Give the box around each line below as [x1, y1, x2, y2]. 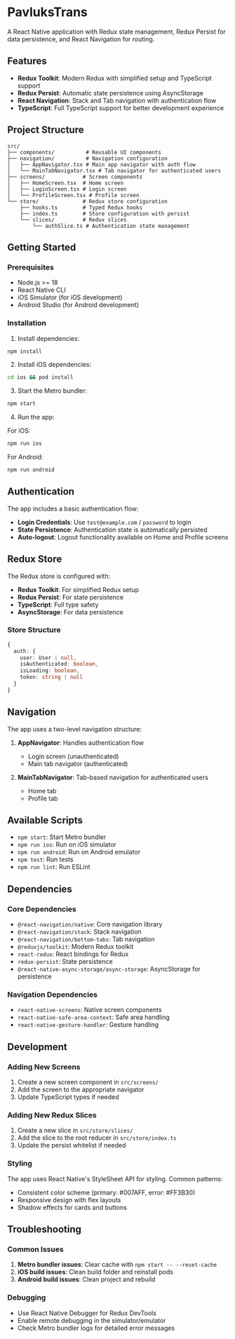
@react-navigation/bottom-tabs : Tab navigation [17, 935, 156, 943]
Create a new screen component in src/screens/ [17, 1078, 159, 1086]
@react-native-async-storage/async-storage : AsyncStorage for [17, 965, 201, 974]
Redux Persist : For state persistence [17, 593, 124, 601]
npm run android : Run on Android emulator [17, 848, 141, 856]
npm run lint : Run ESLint [17, 863, 90, 871]
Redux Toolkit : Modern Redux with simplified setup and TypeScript [17, 74, 212, 82]
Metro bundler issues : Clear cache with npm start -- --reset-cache [17, 1260, 217, 1269]
